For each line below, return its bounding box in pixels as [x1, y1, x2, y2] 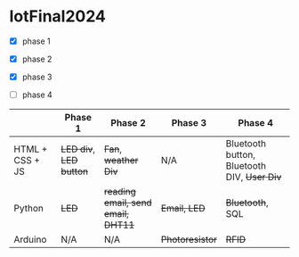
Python [13, 203, 44, 215]
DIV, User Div [225, 171, 282, 184]
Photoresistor [160, 234, 218, 246]
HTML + [13, 143, 48, 155]
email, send [103, 196, 153, 209]
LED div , [61, 143, 96, 155]
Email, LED [160, 203, 206, 215]
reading [103, 186, 136, 198]
